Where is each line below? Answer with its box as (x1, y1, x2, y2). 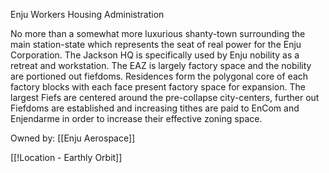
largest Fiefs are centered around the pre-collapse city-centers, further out (10, 92, 320, 103)
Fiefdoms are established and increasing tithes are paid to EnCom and (10, 102, 300, 114)
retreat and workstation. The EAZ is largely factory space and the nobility (10, 60, 312, 71)
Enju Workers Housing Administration (10, 9, 165, 20)
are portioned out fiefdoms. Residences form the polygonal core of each (10, 70, 309, 82)
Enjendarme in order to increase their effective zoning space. (10, 113, 263, 124)
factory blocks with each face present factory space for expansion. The (10, 81, 306, 93)
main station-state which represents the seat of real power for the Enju (10, 39, 302, 50)
